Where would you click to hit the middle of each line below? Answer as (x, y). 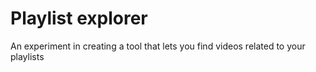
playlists (27, 56)
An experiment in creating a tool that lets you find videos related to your (158, 46)
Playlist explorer (79, 18)
